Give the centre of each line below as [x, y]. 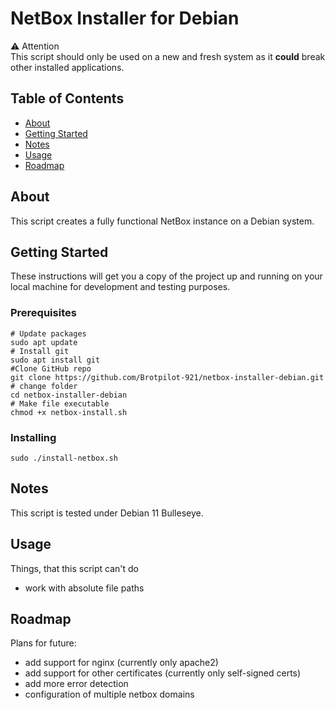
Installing [33, 437]
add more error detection [76, 684]
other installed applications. [67, 67]
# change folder [44, 386]
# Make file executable [60, 403]
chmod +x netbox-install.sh [69, 412]
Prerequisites [43, 313]
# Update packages [48, 333]
